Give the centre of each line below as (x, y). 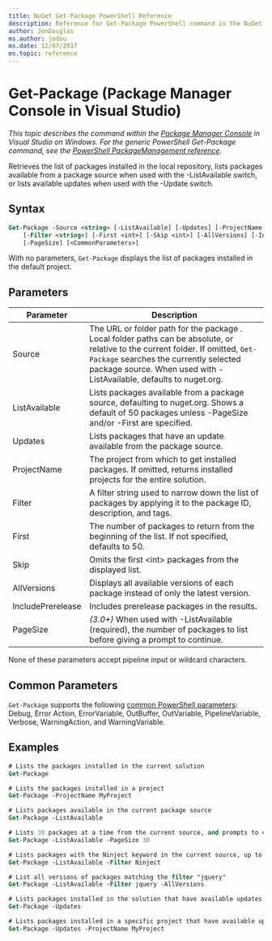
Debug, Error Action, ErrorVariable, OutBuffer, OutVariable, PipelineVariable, (134, 713)
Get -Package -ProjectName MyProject (70, 796)
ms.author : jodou (38, 38)
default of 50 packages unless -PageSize (168, 413)
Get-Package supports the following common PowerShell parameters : (123, 705)
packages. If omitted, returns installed (161, 469)
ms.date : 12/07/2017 (43, 46)
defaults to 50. (117, 546)
